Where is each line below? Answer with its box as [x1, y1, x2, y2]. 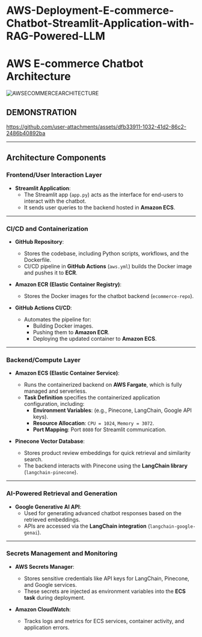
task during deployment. [23, 594, 85, 601]
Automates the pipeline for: [23, 315, 91, 323]
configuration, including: [23, 401, 85, 408]
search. [23, 456, 43, 463]
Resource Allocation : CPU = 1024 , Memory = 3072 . [32, 420, 155, 427]
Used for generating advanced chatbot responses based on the [23, 509, 182, 516]
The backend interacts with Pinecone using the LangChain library [23, 462, 188, 469]
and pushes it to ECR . [23, 269, 78, 276]
